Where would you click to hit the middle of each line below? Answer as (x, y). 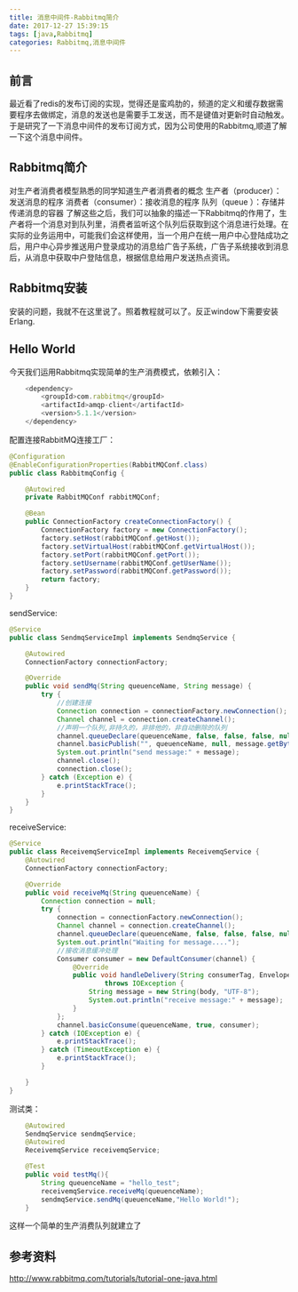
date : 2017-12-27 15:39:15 (59, 26)
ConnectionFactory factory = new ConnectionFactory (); (145, 530)
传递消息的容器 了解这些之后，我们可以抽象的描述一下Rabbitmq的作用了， (144, 213)
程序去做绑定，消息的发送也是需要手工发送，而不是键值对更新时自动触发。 (153, 115)
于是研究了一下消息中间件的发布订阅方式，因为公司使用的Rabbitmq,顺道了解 (148, 126)
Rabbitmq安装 (48, 289)
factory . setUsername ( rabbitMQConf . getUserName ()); (137, 563)
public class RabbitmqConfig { (67, 473)
